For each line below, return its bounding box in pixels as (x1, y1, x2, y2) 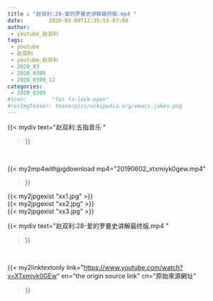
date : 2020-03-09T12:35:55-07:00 (7, 17, 129, 24)
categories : (7, 83, 43, 90)
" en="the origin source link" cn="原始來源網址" (56, 271, 197, 280)
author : (7, 23, 31, 30)
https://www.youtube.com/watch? (83, 263, 183, 271)
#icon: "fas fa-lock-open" (7, 96, 110, 103)
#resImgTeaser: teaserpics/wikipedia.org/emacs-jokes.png (7, 103, 182, 110)
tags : (7, 37, 23, 44)
